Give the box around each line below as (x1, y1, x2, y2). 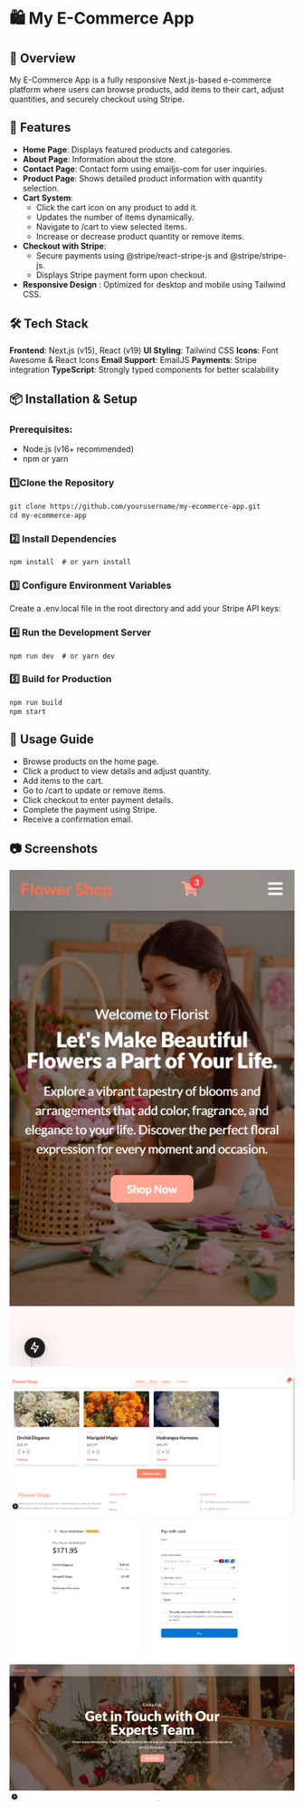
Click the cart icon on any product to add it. (35, 201, 198, 212)
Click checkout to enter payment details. (22, 794, 174, 805)
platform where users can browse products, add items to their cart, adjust (9, 84, 284, 94)
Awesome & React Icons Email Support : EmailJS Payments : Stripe (9, 354, 258, 365)
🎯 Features (9, 120, 71, 135)
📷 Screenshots (9, 841, 98, 856)
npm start (9, 707, 47, 716)
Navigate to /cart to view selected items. (35, 220, 187, 232)
